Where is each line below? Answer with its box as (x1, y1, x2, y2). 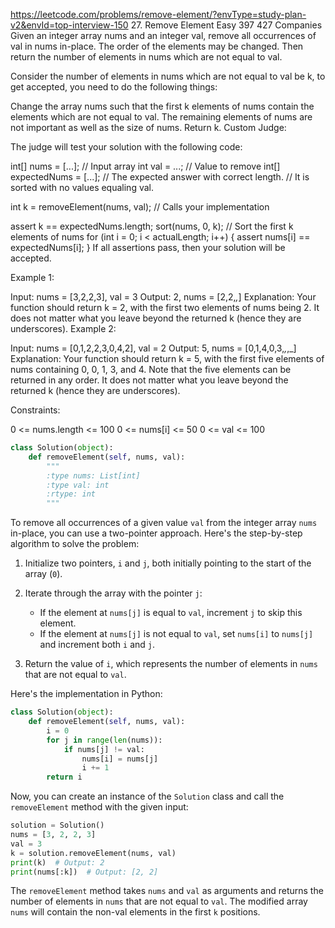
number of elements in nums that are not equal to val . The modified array (10, 895, 308, 908)
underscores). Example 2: (10, 323, 117, 334)
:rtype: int (46, 489, 97, 499)
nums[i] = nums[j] (81, 754, 159, 764)
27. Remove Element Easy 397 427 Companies (130, 19, 323, 31)
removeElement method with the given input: (10, 801, 189, 813)
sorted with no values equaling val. (10, 182, 154, 193)
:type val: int (46, 480, 110, 490)
